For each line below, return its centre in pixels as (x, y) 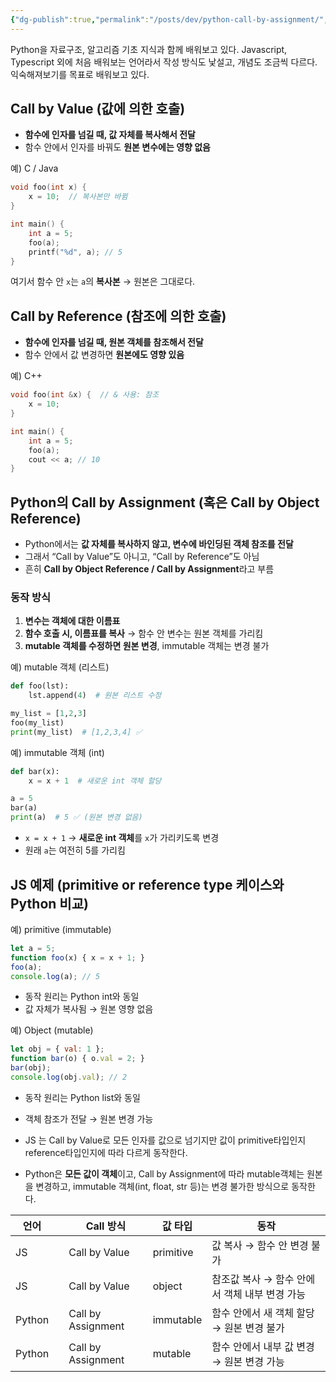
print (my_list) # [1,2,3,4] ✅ (76, 732)
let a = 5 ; (33, 948)
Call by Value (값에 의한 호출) (98, 109)
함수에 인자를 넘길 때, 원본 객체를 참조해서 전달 (114, 342)
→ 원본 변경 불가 (248, 1328)
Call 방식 (106, 1226)
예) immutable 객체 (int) (57, 752)
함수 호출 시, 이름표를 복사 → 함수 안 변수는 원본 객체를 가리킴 (144, 633)
